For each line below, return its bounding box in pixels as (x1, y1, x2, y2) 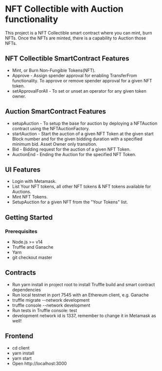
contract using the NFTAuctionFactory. (12, 125, 90, 131)
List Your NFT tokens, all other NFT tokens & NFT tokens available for (12, 184, 151, 190)
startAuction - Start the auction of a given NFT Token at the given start (12, 131, 154, 137)
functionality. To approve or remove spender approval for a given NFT (12, 78, 152, 83)
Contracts (5, 269, 36, 277)
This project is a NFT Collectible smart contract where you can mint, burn (5, 30, 152, 36)
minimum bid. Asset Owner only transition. (12, 141, 97, 147)
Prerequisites (5, 228, 37, 234)
